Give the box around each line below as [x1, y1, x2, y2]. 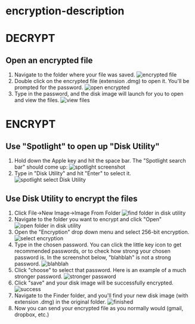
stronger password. [14, 273, 63, 280]
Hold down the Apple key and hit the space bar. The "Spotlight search [14, 157, 186, 164]
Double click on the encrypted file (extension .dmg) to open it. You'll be [14, 78, 190, 85]
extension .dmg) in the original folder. [14, 298, 107, 305]
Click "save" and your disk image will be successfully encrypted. [14, 279, 174, 286]
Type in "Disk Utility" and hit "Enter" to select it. [14, 170, 132, 177]
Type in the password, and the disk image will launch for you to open [14, 90, 184, 97]
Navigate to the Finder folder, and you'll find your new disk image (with [14, 292, 188, 299]
